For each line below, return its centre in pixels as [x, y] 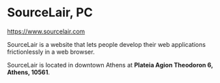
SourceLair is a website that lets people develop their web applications [107, 44]
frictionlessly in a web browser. [51, 52]
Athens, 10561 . [28, 72]
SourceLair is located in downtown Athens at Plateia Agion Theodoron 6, [110, 65]
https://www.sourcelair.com [46, 31]
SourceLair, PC [50, 13]
